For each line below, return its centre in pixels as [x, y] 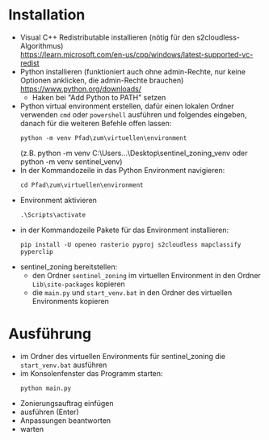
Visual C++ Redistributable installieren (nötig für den [107, 37]
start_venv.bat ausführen [63, 365]
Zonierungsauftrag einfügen [67, 403]
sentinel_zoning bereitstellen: [69, 267]
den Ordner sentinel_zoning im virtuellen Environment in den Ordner [146, 275]
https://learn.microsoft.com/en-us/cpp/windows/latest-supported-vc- [137, 54]
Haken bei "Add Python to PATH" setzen [99, 97]
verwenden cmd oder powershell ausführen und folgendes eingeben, [133, 114]
